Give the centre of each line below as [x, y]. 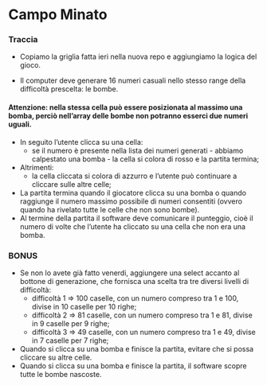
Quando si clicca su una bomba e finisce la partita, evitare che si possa [136, 348]
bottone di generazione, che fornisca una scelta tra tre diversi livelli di [134, 281]
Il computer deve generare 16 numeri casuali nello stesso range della [133, 80]
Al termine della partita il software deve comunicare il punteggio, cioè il [136, 218]
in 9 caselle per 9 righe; [71, 323]
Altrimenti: [37, 167]
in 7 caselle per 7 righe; [70, 340]
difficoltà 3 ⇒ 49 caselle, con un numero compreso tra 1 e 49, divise [144, 332]
